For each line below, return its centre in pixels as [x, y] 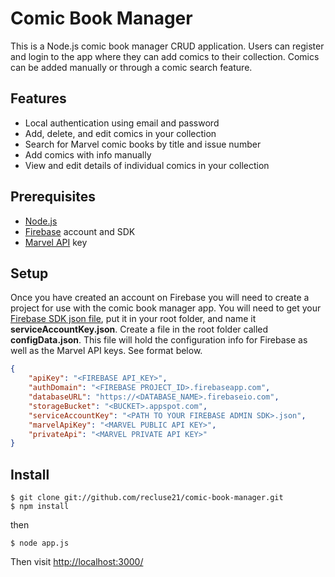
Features [38, 98]
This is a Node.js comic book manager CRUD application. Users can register [167, 46]
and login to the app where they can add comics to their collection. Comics [165, 56]
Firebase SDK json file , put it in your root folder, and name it [133, 319]
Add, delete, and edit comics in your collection [120, 133]
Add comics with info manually [88, 154]
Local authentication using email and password [122, 123]
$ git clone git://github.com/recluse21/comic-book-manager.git [147, 498]
